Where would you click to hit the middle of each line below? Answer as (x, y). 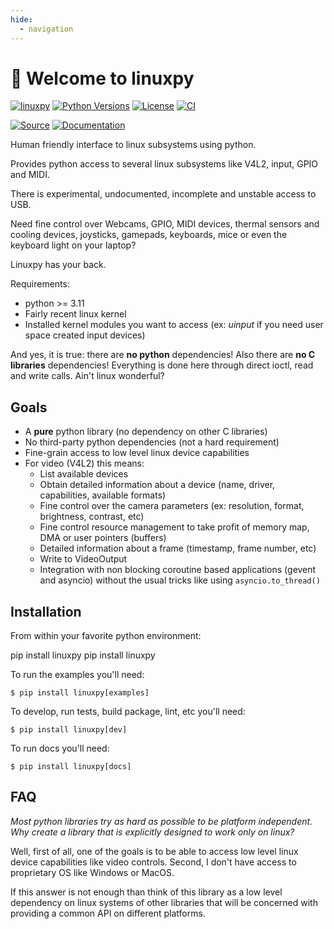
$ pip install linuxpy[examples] (80, 693)
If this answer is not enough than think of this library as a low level (146, 892)
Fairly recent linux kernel (75, 314)
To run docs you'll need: (60, 748)
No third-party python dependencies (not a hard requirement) (152, 442)
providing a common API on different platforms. (108, 913)
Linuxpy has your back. (58, 265)
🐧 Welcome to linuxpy (102, 78)
